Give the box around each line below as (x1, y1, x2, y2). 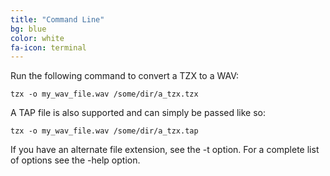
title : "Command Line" (10, 14, 105, 25)
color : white (10, 33, 65, 43)
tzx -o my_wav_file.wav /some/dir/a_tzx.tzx (10, 89, 199, 100)
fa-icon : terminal (10, 42, 87, 53)
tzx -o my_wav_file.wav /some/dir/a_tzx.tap (10, 126, 199, 136)
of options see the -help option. (10, 154, 141, 166)
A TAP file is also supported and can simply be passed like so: (10, 107, 267, 119)
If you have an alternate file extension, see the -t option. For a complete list (10, 144, 320, 156)
